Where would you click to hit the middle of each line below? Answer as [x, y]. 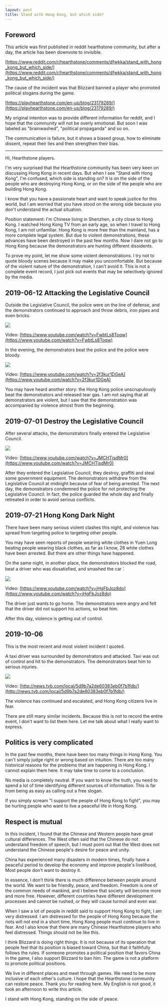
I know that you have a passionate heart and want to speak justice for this [81, 199]
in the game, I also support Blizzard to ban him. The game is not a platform [82, 958]
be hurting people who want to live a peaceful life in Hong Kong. [71, 806]
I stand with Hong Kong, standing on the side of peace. [62, 999]
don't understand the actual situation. [44, 209]
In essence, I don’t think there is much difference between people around [81, 880]
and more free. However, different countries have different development [79, 896]
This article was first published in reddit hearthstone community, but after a [83, 47]
